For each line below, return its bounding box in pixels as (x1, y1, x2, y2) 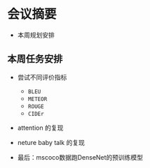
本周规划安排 (17, 31, 55, 39)
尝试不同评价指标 (17, 72, 67, 81)
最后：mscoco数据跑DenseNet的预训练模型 (17, 153, 144, 161)
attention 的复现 (17, 123, 64, 132)
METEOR (27, 96, 48, 102)
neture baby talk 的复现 (17, 138, 86, 146)
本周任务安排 (7, 53, 63, 65)
